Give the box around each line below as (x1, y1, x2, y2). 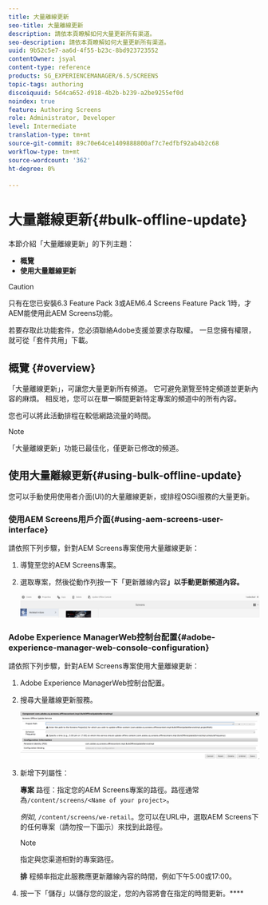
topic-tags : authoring (8, 80, 84, 88)
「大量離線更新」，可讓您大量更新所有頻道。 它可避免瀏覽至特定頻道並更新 (8, 384, 251, 393)
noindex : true (8, 97, 56, 106)
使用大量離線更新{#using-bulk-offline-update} (8, 468, 242, 483)
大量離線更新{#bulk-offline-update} (8, 211, 248, 229)
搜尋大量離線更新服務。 (19, 696, 97, 705)
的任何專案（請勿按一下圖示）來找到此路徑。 (19, 822, 167, 831)
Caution (8, 282, 34, 292)
